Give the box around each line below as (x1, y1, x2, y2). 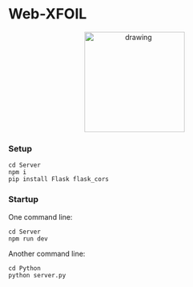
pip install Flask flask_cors (8, 176, 110, 184)
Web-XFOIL (8, 5, 87, 23)
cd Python (8, 264, 42, 273)
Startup (8, 194, 38, 205)
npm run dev (8, 234, 48, 243)
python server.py (8, 271, 66, 279)
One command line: (8, 212, 73, 221)
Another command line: (8, 249, 86, 258)
